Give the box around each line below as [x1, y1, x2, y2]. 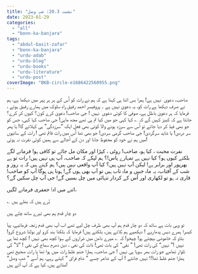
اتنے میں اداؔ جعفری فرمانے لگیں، [6, 186, 77, 193]
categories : [6, 19, 36, 25]
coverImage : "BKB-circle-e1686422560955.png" [6, 80, 120, 86]
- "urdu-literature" [12, 69, 62, 75]
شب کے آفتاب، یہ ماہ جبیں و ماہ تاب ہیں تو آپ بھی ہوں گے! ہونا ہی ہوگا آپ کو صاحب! [6, 167, 190, 174]
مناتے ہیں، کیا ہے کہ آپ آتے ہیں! [6, 261, 68, 268]
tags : [6, 36, 20, 42]
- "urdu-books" [12, 63, 49, 70]
